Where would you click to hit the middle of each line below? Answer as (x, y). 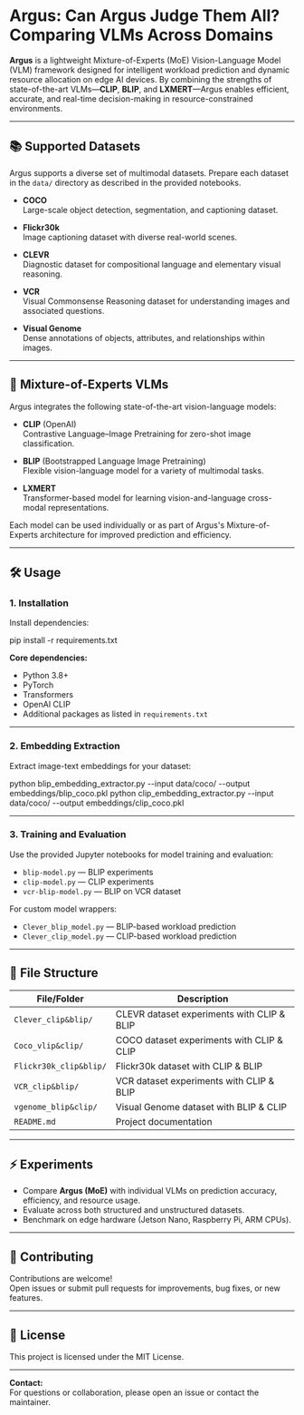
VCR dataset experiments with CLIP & (195, 1080)
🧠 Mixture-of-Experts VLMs (89, 385)
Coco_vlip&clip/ (49, 1045)
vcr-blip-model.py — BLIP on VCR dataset (102, 891)
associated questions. (63, 310)
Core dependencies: (48, 658)
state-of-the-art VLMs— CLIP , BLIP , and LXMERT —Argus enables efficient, (149, 89)
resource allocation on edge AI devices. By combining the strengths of (141, 79)
